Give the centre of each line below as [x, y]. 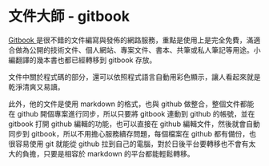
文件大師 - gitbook [69, 16]
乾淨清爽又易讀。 [36, 87]
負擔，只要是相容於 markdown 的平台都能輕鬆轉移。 [108, 153]
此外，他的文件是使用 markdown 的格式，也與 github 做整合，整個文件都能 [131, 104]
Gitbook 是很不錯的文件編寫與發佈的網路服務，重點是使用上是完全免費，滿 [131, 40]
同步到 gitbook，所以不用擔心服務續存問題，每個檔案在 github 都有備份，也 [132, 133]
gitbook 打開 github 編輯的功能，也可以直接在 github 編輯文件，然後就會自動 [134, 124]
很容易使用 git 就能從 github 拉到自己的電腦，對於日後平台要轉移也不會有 [128, 144]
